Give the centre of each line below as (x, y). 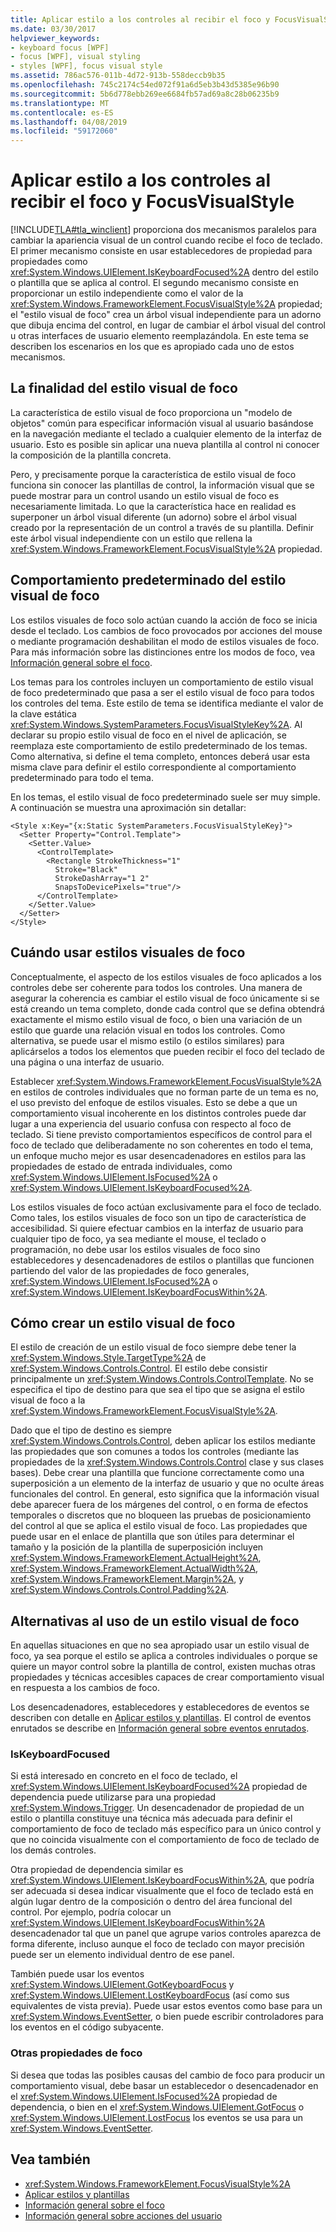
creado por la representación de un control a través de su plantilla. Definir (162, 527)
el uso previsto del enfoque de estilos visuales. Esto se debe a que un (154, 1102)
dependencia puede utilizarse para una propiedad (113, 1797)
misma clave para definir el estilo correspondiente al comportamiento (153, 767)
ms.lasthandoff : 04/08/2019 (69, 122)
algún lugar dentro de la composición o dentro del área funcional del (151, 1902)
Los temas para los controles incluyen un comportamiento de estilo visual (162, 682)
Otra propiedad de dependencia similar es (97, 1870)
